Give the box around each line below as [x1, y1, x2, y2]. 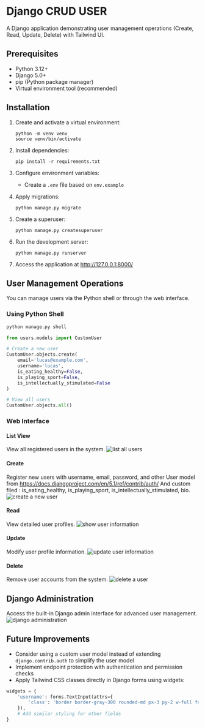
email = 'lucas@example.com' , [17, 357, 88, 364]
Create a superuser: [15, 216, 66, 223]
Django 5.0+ [15, 72, 47, 79]
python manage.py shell [6, 323, 67, 330]
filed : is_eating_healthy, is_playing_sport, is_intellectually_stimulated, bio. [6, 486, 190, 493]
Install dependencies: [15, 146, 70, 154]
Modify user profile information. [6, 548, 87, 555]
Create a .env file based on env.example [24, 181, 124, 188]
